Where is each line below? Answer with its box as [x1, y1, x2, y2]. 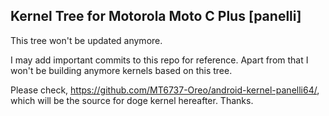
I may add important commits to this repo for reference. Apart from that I [10, 54, 309, 66]
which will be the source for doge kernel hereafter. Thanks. [10, 94, 254, 106]
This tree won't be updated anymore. [10, 34, 163, 46]
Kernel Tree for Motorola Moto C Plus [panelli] [10, 8, 302, 25]
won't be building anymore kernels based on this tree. [10, 64, 233, 76]
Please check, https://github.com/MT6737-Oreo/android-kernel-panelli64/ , [10, 84, 320, 96]
